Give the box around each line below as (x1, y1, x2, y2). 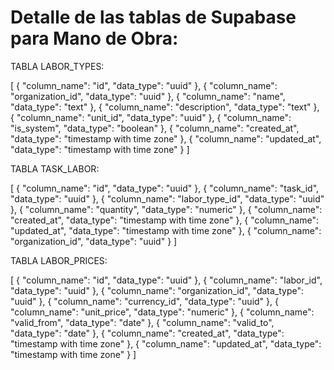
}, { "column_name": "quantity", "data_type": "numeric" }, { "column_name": (10, 203, 323, 215)
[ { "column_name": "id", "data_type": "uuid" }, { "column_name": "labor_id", (10, 274, 323, 286)
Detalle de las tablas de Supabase (10, 6, 297, 29)
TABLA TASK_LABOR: (10, 162, 100, 175)
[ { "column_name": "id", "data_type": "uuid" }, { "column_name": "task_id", (10, 182, 320, 194)
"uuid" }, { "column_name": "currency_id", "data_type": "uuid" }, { (10, 295, 279, 307)
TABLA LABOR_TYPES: (10, 60, 105, 72)
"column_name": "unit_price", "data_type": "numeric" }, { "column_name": (10, 306, 315, 318)
